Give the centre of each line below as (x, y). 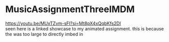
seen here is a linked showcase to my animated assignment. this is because (85, 28)
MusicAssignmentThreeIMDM (70, 9)
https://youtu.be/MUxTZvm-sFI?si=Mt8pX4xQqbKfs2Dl (63, 23)
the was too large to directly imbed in (44, 34)
